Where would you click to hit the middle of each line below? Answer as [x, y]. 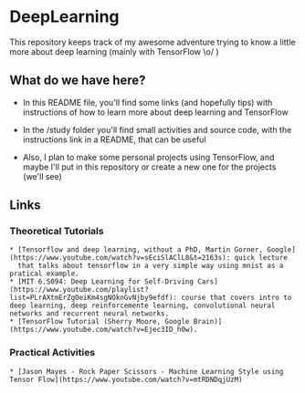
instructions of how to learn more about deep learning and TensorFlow [156, 112]
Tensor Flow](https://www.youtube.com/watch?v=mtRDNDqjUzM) [126, 379]
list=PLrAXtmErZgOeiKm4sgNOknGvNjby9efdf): [94, 298]
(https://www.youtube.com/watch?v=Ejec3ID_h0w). [104, 330]
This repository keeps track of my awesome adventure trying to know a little [152, 42]
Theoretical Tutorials [57, 232]
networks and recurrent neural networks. [89, 314]
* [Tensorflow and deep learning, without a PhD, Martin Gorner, [136, 250]
